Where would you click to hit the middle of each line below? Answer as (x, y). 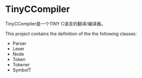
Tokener (21, 64)
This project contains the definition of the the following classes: (71, 33)
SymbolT (22, 70)
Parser (19, 43)
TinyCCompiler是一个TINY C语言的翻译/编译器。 (55, 23)
